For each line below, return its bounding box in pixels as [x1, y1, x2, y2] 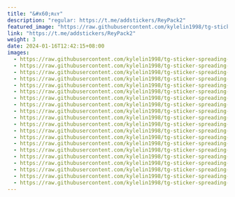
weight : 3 [7, 36, 36, 43]
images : [7, 50, 30, 57]
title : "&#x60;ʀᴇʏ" [7, 10, 64, 17]
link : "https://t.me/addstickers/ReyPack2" [7, 29, 136, 37]
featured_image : [7, 23, 55, 30]
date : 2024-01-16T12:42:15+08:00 [7, 43, 105, 50]
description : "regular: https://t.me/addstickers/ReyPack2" [7, 17, 187, 24]
